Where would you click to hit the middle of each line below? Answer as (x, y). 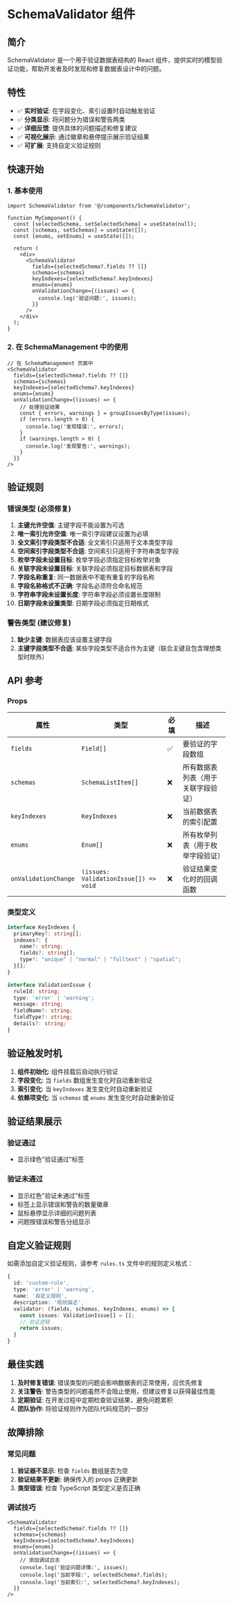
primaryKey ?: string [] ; (48, 934)
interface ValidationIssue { (49, 985)
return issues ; (42, 1328)
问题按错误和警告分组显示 (54, 1222)
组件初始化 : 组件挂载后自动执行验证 (68, 1071)
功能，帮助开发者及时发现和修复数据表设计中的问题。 (89, 69)
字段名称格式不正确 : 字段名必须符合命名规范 (80, 586)
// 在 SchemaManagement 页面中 (50, 363)
